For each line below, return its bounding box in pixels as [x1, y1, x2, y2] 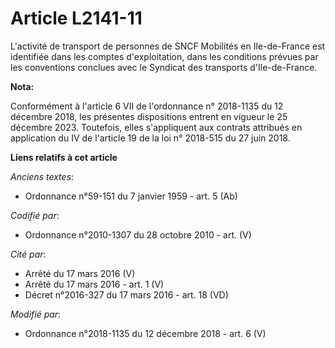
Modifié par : [10, 308, 62, 320]
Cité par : [10, 248, 47, 260]
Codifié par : [10, 209, 60, 221]
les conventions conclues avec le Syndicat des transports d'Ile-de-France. [10, 61, 318, 73]
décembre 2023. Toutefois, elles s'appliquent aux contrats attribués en [10, 121, 303, 133]
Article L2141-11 [10, 7, 143, 30]
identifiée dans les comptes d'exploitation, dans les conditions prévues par [10, 50, 319, 62]
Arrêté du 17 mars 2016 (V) [24, 267, 136, 279]
